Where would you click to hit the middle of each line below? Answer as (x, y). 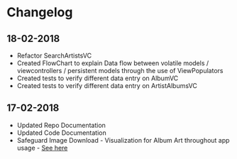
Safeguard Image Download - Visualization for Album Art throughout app (123, 140)
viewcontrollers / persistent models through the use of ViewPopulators (120, 71)
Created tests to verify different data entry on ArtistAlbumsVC (107, 86)
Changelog (40, 12)
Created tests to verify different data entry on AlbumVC (98, 78)
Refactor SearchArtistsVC (54, 55)
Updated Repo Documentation (61, 125)
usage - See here (42, 148)
